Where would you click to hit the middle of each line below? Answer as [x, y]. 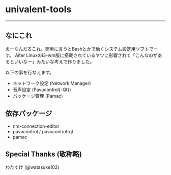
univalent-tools [38, 9]
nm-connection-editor [36, 126]
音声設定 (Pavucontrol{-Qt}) [42, 90]
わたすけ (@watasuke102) [32, 167]
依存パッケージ [29, 114]
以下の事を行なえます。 [30, 72]
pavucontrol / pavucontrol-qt [43, 131]
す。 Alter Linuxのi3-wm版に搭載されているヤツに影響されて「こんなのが [81, 55]
